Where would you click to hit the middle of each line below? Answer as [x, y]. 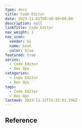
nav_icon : [15, 37]
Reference [21, 120]
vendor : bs [20, 42]
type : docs [16, 10]
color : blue [22, 50]
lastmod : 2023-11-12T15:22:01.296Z [41, 101]
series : [13, 60]
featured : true [20, 55]
